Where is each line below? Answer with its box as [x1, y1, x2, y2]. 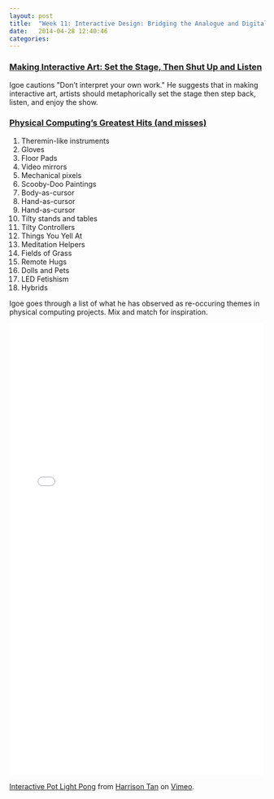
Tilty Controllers [20, 222, 76, 232]
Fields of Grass [20, 248, 72, 258]
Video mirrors [20, 162, 67, 172]
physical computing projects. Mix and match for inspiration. [9, 306, 208, 317]
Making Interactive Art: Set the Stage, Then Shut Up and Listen [9, 62, 263, 73]
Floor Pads [20, 153, 58, 163]
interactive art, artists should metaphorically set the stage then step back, [9, 89, 256, 98]
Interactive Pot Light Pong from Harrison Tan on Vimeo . [9, 781, 194, 791]
